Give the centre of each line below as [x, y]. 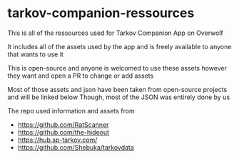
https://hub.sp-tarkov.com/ [57, 140]
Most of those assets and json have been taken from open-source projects [117, 89]
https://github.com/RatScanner [63, 124]
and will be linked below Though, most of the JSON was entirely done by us [119, 97]
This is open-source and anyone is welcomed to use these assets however [117, 68]
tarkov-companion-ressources [101, 13]
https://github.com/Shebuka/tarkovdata [76, 147]
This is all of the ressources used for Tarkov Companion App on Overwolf [115, 33]
